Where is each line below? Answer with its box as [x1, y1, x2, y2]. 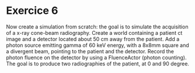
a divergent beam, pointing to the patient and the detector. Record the [6, 48, 174, 54]
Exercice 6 [6, 4, 58, 17]
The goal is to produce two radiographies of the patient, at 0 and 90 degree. [6, 60, 190, 67]
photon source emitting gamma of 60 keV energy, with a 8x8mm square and [6, 42, 190, 49]
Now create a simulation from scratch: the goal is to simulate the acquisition [6, 23, 189, 30]
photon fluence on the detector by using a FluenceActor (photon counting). [6, 54, 187, 61]
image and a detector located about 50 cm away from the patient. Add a [6, 35, 180, 42]
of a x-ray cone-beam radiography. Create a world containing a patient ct [6, 29, 183, 36]
